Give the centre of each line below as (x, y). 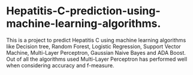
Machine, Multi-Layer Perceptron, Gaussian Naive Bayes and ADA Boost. (96, 52)
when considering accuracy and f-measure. (60, 65)
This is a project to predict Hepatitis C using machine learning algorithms (96, 40)
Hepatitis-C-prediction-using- (83, 11)
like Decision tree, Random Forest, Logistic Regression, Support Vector (94, 46)
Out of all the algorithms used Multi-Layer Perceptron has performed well (97, 59)
